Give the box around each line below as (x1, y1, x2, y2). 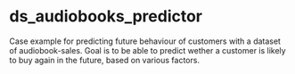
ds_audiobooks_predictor (9, 6, 203, 27)
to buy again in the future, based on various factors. (9, 54, 201, 65)
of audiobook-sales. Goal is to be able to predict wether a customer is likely (9, 45, 287, 55)
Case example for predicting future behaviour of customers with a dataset (9, 36, 281, 46)
